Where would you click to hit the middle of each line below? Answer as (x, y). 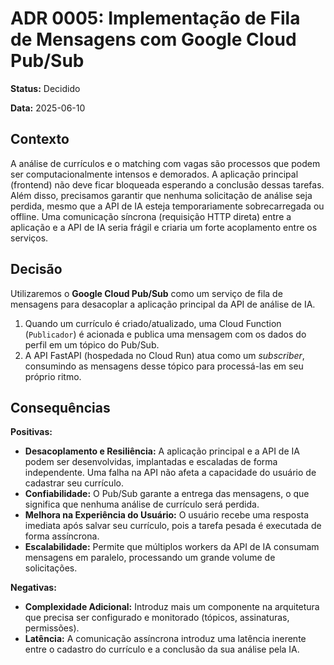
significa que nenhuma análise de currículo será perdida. (142, 504)
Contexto (40, 139)
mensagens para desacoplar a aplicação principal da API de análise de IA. (163, 304)
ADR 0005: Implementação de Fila (155, 18)
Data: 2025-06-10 (48, 108)
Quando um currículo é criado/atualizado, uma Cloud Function (153, 323)
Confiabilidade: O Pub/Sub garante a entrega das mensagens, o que (167, 494)
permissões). (52, 628)
